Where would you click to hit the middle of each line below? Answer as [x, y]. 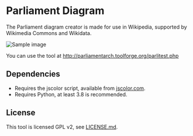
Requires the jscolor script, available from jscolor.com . [80, 88]
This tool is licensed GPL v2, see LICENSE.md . [62, 127]
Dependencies [33, 74]
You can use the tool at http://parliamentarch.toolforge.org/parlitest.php [92, 55]
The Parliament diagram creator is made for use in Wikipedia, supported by [96, 27]
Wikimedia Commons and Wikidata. [49, 33]
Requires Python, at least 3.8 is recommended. [71, 94]
